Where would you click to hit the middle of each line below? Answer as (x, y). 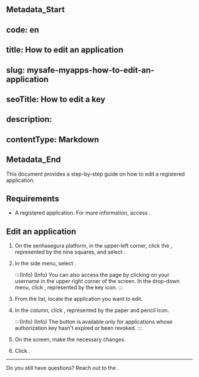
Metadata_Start (36, 10)
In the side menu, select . (45, 264)
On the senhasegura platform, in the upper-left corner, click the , (94, 246)
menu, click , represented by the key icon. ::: (69, 287)
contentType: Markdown (53, 139)
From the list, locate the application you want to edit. (79, 299)
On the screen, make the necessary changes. (70, 340)
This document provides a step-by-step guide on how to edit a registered (96, 174)
